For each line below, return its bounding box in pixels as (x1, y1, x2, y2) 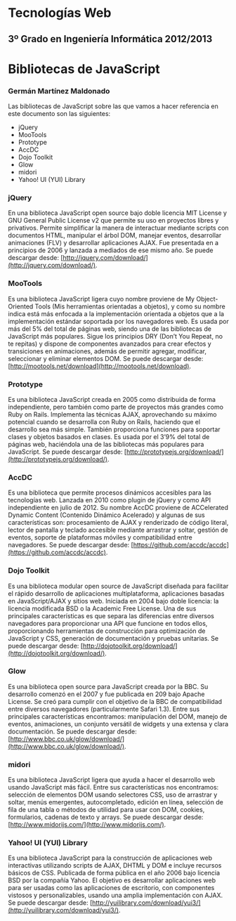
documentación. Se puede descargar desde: (8, 727, 137, 736)
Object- (196, 294, 218, 303)
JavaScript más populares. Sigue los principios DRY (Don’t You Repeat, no (8, 332, 223, 340)
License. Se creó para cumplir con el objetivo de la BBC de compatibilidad (8, 697, 223, 705)
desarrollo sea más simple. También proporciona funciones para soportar (8, 425, 221, 433)
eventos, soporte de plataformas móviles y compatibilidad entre (8, 533, 192, 542)
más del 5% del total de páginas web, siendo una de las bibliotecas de (8, 325, 211, 333)
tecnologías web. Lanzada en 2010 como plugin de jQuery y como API (8, 496, 211, 504)
